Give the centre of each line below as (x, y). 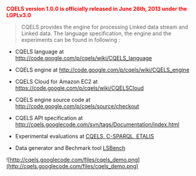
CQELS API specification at (49, 118)
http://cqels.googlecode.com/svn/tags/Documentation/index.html (97, 124)
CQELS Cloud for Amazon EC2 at (56, 82)
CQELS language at (39, 52)
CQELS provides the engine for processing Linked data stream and (104, 27)
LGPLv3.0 (19, 15)
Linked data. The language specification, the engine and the (96, 33)
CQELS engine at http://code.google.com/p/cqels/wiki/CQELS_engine (102, 70)
